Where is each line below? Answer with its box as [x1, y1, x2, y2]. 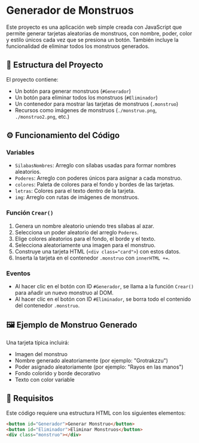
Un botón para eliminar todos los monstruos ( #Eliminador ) [14, 94, 158, 101]
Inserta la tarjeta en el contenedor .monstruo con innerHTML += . [14, 254, 170, 261]
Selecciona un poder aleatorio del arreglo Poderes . [14, 228, 139, 236]
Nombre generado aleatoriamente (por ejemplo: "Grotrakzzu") [14, 357, 169, 364]
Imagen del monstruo [14, 350, 68, 357]
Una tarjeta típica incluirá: [6, 339, 70, 346]
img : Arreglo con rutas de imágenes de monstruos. [14, 194, 139, 201]
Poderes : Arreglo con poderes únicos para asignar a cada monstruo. [14, 174, 182, 182]
